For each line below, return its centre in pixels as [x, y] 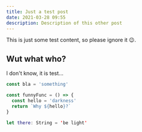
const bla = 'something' [37, 85]
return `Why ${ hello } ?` [41, 106]
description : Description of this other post [64, 23]
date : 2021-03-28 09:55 [36, 17]
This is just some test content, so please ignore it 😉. [71, 40]
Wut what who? [36, 58]
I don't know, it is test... [35, 73]
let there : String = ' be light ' [47, 123]
